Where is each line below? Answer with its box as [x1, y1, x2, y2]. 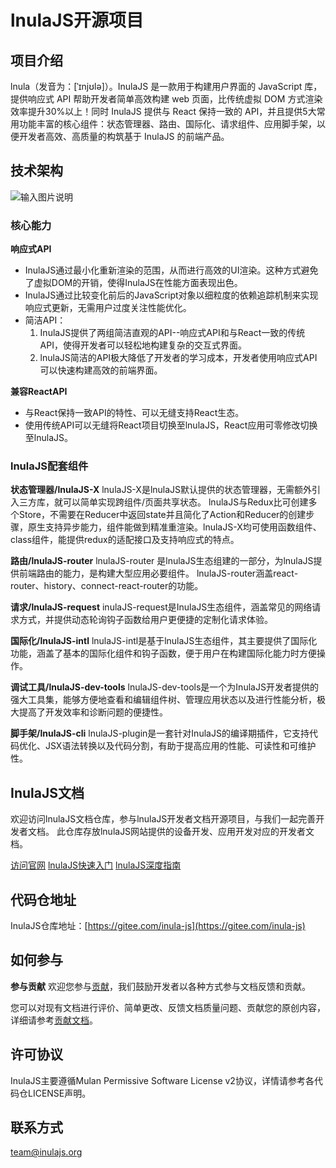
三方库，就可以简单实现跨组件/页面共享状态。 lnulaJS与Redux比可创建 [18, 496, 309, 508]
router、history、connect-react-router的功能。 [10, 580, 204, 592]
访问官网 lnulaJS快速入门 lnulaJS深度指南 [10, 859, 182, 871]
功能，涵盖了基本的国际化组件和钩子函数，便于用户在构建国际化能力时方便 [10, 647, 317, 660]
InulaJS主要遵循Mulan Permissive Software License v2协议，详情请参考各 [10, 1074, 315, 1086]
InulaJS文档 [10, 784, 85, 801]
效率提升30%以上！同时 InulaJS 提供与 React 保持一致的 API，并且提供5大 [10, 106, 317, 117]
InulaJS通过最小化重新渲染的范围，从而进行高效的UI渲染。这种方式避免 [24, 264, 319, 276]
